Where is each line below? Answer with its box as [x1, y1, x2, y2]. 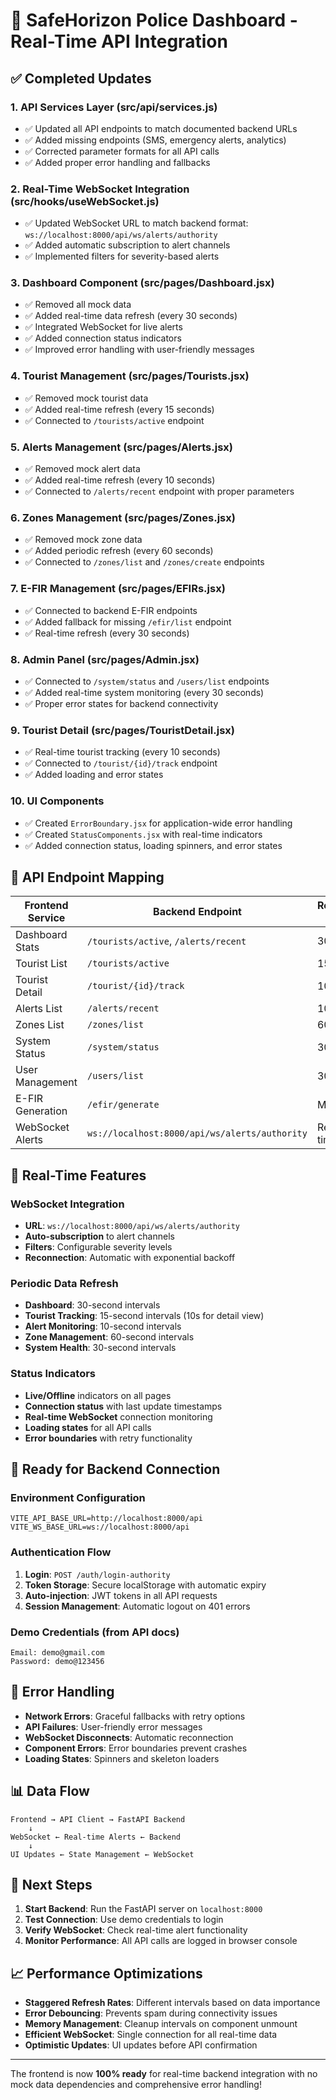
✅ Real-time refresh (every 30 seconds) [24, 627, 190, 639]
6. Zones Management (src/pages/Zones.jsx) [10, 510, 236, 524]
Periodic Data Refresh [10, 1276, 119, 1290]
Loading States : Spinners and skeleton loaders [24, 1752, 220, 1764]
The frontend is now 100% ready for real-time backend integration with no [10, 2068, 318, 2080]
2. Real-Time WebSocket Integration [10, 182, 190, 196]
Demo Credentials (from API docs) [10, 1625, 180, 1639]
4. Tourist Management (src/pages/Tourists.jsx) [10, 369, 250, 383]
